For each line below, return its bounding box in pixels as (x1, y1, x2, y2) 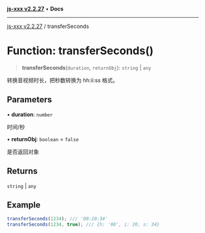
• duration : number (7, 111, 54, 118)
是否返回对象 (7, 148, 39, 155)
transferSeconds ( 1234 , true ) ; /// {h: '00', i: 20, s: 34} (7, 221, 160, 228)
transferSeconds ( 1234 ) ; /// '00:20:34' (7, 216, 108, 222)
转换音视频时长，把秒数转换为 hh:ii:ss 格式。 (7, 76, 119, 84)
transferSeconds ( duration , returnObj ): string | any (21, 64, 151, 71)
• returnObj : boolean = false (7, 135, 79, 142)
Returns (7, 166, 38, 176)
